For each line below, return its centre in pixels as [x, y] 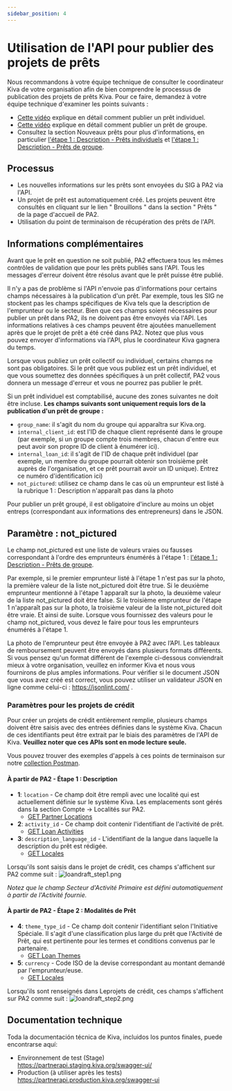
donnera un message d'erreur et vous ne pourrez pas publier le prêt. [105, 383]
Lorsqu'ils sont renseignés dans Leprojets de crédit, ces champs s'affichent [115, 991]
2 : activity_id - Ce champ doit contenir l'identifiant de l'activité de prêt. [121, 824]
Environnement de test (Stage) [61, 1058]
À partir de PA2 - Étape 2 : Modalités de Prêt [72, 911]
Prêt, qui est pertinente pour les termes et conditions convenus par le [116, 941]
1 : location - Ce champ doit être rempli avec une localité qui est [108, 795]
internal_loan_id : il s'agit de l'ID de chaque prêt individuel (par [108, 454]
